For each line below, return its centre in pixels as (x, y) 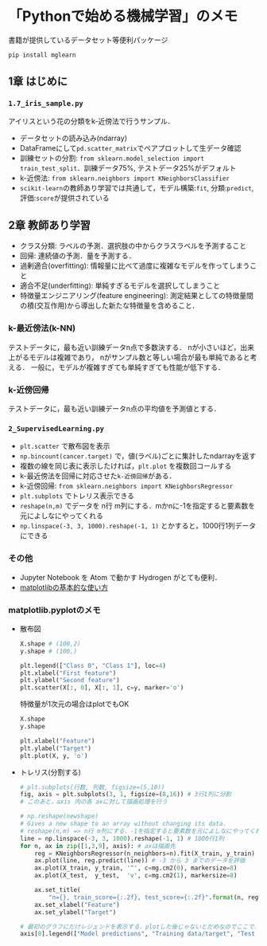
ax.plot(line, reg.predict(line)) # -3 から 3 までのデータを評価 (140, 861)
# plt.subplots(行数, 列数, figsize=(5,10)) (92, 787)
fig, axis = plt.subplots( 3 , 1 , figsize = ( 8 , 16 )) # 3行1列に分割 (126, 795)
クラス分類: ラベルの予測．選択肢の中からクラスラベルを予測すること (133, 246)
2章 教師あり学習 (50, 225)
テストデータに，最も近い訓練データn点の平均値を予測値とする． (114, 409)
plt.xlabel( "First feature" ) (68, 673)
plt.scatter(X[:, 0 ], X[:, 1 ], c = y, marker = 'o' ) (102, 688)
